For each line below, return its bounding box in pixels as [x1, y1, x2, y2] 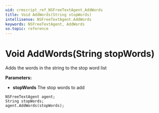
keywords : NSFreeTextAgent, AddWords [5, 21, 85, 27]
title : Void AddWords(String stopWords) [5, 12, 92, 17]
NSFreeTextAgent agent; [5, 94, 56, 99]
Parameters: [5, 74, 32, 81]
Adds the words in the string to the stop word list [5, 65, 107, 71]
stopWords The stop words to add [12, 85, 85, 91]
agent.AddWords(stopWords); [5, 103, 65, 108]
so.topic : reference [5, 26, 49, 31]
